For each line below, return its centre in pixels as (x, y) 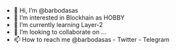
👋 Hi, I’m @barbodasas (46, 10)
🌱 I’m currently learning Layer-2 (58, 25)
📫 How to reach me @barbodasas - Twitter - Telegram (91, 40)
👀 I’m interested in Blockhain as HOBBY (69, 18)
